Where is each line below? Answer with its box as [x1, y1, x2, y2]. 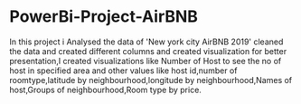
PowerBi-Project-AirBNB [9, 6, 199, 27]
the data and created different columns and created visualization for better [9, 45, 287, 56]
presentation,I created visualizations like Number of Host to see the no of [9, 55, 282, 66]
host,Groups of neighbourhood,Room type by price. [9, 84, 202, 95]
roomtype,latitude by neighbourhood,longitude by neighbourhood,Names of [9, 74, 293, 85]
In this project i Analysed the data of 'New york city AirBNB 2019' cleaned [9, 36, 284, 47]
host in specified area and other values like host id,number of [9, 65, 238, 76]
